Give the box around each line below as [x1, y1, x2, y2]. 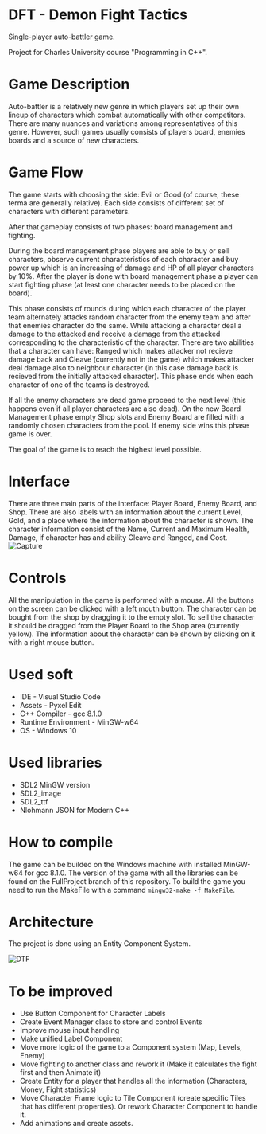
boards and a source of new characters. [8, 135, 140, 145]
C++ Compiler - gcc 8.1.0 [19, 709, 102, 718]
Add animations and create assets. [19, 1119, 133, 1128]
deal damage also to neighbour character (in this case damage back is [8, 362, 239, 372]
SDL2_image [19, 788, 62, 798]
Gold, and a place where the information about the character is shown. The [8, 515, 254, 525]
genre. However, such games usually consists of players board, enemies [8, 127, 245, 136]
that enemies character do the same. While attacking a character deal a [8, 320, 242, 330]
